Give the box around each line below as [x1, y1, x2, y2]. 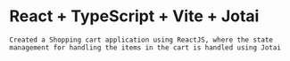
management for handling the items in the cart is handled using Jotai [9, 42, 281, 52]
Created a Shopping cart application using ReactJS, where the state [9, 35, 274, 44]
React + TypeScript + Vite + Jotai [9, 6, 260, 27]
